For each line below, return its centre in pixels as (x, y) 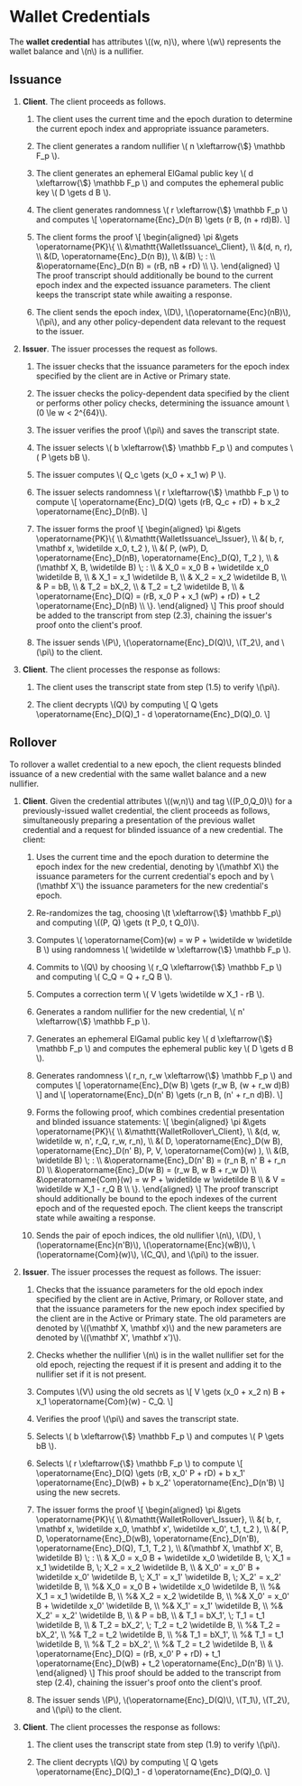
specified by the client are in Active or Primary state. (133, 376)
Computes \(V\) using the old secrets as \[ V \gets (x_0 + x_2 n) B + (161, 1391)
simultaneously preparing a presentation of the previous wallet (138, 820)
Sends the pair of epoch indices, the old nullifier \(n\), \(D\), (146, 1235)
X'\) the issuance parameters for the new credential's (169, 885)
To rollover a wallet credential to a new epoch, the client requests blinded (146, 764)
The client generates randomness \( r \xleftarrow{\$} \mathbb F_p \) (162, 210)
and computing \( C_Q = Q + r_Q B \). (104, 977)
